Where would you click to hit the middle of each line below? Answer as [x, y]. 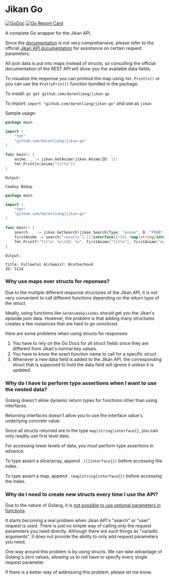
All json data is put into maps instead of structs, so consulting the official [80, 63]
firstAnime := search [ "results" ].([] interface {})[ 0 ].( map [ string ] [85, 237]
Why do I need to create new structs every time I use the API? [82, 494]
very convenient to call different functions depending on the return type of [82, 298]
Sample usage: [21, 113]
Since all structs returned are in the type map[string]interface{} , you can [82, 431]
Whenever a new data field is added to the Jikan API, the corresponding [87, 359]
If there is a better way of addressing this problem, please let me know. [79, 572]
